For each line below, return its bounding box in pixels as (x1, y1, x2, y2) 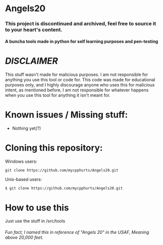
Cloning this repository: (5, 142, 103, 153)
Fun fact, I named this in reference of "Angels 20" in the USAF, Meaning (5, 229, 149, 235)
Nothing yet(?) (12, 125, 41, 131)
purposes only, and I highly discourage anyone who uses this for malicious (5, 82, 155, 87)
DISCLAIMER (5, 55, 58, 66)
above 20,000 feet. (5, 234, 44, 240)
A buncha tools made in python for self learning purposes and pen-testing (5, 38, 158, 44)
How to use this (5, 202, 69, 213)
